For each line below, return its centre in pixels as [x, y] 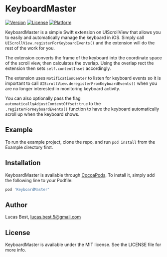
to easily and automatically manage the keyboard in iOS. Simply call [75, 37]
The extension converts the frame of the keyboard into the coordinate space [83, 57]
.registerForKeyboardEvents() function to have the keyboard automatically [82, 109]
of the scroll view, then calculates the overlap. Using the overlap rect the [80, 63]
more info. [16, 250]
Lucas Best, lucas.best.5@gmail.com [43, 217]
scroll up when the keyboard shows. [42, 114]
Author [16, 205]
